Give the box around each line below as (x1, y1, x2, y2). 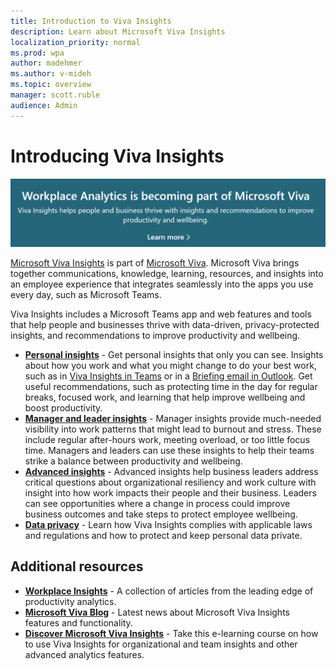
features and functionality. (24, 616, 133, 629)
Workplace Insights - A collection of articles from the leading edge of (24, 585, 314, 597)
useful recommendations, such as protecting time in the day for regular (24, 380, 318, 392)
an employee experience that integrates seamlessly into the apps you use (10, 278, 314, 290)
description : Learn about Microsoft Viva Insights (10, 26, 226, 37)
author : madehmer (10, 58, 83, 69)
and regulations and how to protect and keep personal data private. (24, 529, 303, 541)
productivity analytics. (24, 595, 117, 607)
